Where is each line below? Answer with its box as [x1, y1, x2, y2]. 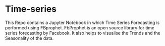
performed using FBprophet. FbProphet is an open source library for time [5, 24, 155, 30]
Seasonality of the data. [5, 35, 54, 41]
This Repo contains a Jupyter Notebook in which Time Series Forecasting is [5, 20, 160, 25]
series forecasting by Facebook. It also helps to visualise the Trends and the [5, 30, 161, 36]
